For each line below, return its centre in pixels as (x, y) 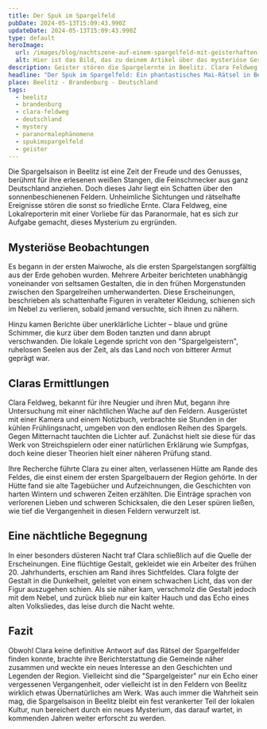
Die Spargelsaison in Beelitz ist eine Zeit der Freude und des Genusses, (125, 171)
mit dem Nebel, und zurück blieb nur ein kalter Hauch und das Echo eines (129, 598)
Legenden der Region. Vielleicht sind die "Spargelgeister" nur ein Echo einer (133, 676)
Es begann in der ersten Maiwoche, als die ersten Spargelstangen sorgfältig (132, 267)
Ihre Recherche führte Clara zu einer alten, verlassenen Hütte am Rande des (133, 468)
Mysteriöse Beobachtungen (79, 247)
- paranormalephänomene (54, 134)
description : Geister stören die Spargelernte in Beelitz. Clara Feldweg (133, 68)
